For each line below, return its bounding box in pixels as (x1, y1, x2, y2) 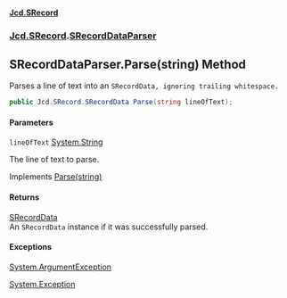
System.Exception (9, 278, 76, 289)
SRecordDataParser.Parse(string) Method (9, 56, 247, 71)
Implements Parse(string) (9, 171, 102, 182)
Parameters (9, 117, 53, 128)
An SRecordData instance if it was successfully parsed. (9, 221, 209, 232)
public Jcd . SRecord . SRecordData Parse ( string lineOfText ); (9, 98, 234, 107)
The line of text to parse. (9, 154, 100, 165)
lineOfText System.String (9, 137, 103, 147)
